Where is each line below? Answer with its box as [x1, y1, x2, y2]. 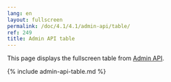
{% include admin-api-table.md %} [7, 68, 106, 76]
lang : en [7, 10, 32, 17]
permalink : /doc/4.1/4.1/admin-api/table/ [7, 23, 130, 29]
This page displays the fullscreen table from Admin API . [7, 54, 165, 62]
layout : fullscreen [7, 16, 63, 23]
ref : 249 [7, 29, 32, 36]
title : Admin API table [7, 36, 76, 42]
